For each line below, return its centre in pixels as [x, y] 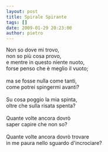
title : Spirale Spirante [36, 17]
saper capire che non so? [37, 125]
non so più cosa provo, [34, 56]
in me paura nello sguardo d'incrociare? [54, 143]
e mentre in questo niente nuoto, [45, 63]
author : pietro [25, 33]
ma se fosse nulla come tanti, [42, 81]
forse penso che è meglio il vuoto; [47, 68]
